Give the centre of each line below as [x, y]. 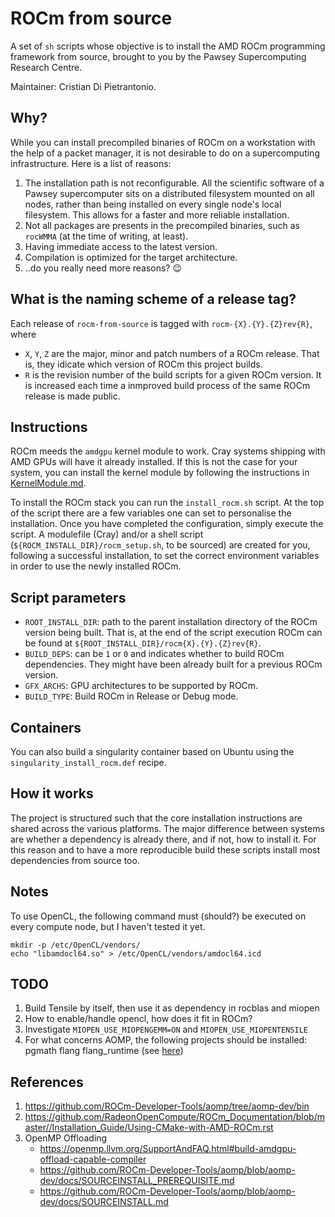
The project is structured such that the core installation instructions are [156, 818]
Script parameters [68, 597]
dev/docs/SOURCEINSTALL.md [104, 1202]
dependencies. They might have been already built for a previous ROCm [173, 664]
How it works [52, 793]
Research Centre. [46, 67]
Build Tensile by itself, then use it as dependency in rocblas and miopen [172, 1008]
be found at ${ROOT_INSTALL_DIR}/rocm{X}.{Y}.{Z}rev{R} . [143, 643]
